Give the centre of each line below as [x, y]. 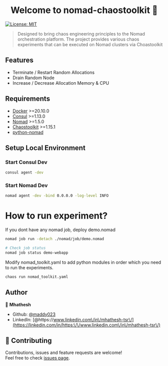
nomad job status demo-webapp [37, 253]
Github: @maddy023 [34, 314]
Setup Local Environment [45, 148]
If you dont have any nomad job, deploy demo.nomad [60, 230]
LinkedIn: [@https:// [33, 319]
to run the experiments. [29, 267]
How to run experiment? [56, 216]
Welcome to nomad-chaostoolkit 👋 [84, 10]
